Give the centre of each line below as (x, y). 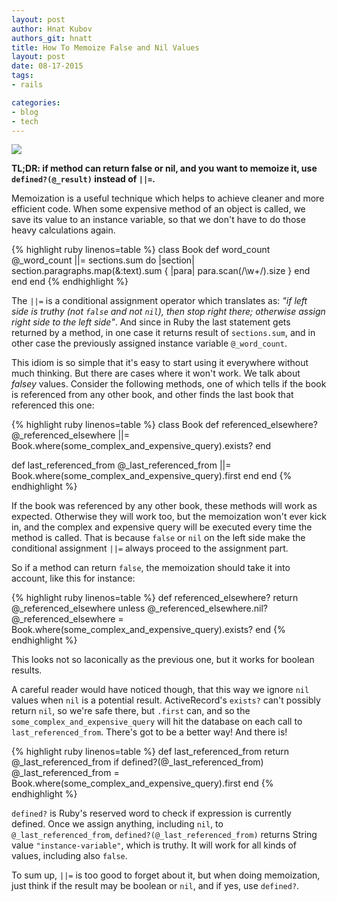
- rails (27, 85)
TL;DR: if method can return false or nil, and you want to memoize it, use (164, 168)
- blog (25, 112)
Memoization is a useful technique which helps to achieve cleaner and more (168, 198)
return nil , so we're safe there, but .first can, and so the (131, 711)
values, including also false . (69, 856)
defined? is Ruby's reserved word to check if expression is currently (151, 813)
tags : (22, 76)
